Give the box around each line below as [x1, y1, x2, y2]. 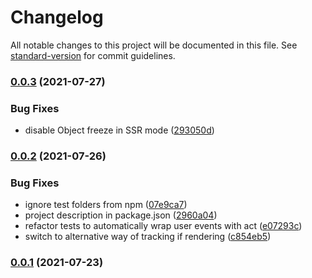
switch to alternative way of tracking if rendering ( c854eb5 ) [24, 231, 272, 243]
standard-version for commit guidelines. [10, 49, 176, 61]
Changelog [10, 6, 104, 29]
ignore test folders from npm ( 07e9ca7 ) [24, 199, 188, 211]
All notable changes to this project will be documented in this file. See [10, 39, 298, 51]
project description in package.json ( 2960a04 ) [24, 209, 218, 221]
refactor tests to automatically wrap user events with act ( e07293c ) [24, 220, 303, 232]
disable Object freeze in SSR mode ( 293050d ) [24, 124, 215, 136]
